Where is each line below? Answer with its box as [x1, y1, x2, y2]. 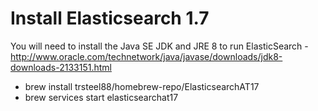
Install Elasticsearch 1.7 [10, 7, 210, 30]
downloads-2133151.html [10, 61, 112, 73]
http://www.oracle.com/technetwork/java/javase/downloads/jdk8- [10, 50, 283, 62]
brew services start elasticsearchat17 [24, 91, 179, 103]
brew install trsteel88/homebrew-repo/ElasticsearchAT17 [24, 80, 260, 92]
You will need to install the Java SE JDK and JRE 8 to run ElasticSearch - [10, 40, 309, 52]
